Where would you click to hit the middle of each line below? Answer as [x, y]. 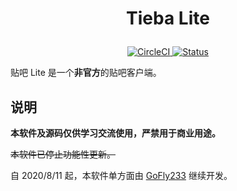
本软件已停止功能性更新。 [63, 154]
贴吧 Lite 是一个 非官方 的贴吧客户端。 [86, 73]
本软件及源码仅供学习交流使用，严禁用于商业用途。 [115, 133]
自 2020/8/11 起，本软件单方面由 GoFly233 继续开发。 [121, 175]
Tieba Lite [168, 18]
